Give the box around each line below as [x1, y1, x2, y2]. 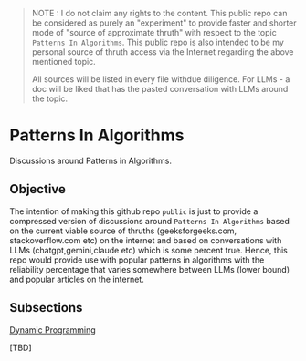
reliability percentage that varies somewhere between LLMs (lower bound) [9, 263, 290, 274]
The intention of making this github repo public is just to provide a [9, 205, 259, 217]
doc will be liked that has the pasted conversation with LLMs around [31, 84, 289, 94]
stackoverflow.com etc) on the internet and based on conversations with [9, 234, 282, 245]
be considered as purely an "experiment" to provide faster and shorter [31, 17, 297, 28]
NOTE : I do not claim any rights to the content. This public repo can [31, 8, 288, 18]
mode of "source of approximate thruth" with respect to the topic [31, 27, 277, 37]
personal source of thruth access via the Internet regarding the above [31, 46, 294, 57]
